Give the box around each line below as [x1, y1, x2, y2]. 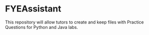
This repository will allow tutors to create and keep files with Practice [5, 19, 144, 25]
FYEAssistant [5, 3, 62, 14]
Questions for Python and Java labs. [5, 24, 78, 30]
